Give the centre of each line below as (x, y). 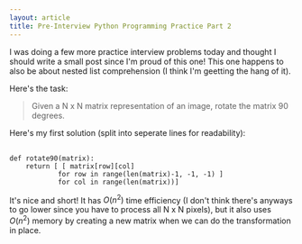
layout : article (40, 18)
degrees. (48, 115)
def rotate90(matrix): (52, 158)
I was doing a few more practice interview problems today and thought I (143, 51)
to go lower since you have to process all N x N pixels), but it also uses (141, 210)
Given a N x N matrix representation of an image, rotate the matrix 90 (160, 105)
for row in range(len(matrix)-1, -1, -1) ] (140, 174)
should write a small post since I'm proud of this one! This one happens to (146, 61)
